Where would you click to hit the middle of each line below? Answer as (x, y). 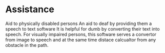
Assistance (30, 9)
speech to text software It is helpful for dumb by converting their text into (82, 29)
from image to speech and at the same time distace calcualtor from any (81, 40)
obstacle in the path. (27, 45)
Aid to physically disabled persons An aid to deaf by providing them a (79, 23)
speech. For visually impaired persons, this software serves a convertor (81, 34)
